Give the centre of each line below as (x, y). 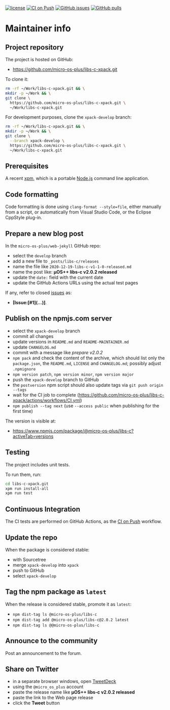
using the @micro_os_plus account (48, 687)
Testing (18, 452)
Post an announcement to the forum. (44, 653)
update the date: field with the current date (58, 277)
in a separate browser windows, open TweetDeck (64, 681)
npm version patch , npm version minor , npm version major (73, 374)
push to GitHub (28, 570)
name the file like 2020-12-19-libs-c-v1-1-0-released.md (72, 267)
